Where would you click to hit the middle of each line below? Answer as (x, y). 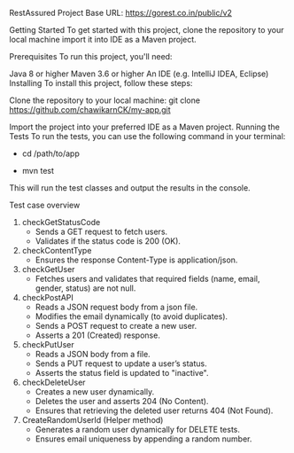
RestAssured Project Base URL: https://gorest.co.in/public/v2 (121, 13)
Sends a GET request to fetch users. (101, 231)
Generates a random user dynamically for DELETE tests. (138, 430)
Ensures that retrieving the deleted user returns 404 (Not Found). (154, 410)
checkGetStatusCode (61, 222)
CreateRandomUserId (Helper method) (93, 420)
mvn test (38, 171)
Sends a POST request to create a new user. (116, 326)
